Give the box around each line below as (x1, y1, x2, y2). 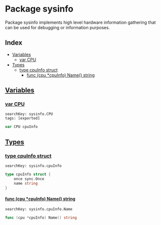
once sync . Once (14, 176, 45, 181)
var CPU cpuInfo (5, 125, 38, 129)
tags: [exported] (5, 116, 40, 121)
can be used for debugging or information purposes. (5, 24, 110, 30)
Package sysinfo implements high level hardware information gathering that (5, 19, 156, 25)
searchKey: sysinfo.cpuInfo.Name (5, 207, 73, 211)
